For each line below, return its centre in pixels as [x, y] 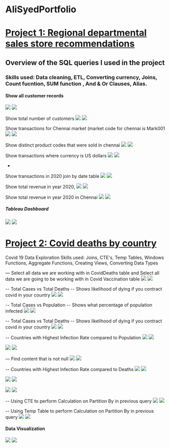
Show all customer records [35, 96]
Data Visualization [25, 429]
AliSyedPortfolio [41, 9]
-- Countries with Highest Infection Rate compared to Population [73, 337]
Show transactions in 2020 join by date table [52, 176]
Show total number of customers [40, 118]
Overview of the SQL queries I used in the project [85, 63]
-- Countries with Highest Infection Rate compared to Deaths [70, 369]
